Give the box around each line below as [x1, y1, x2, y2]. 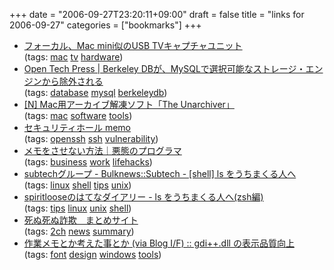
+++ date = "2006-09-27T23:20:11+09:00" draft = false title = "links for [9, 9, 305, 20]
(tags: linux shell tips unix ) [23, 179, 132, 191]
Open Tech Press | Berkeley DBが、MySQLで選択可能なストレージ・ [23, 63, 306, 74]
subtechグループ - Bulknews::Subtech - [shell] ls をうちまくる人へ [23, 168, 297, 179]
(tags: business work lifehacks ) [23, 156, 153, 168]
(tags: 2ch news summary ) [23, 225, 135, 237]
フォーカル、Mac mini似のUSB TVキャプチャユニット [23, 40, 243, 51]
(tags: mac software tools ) [23, 110, 133, 121]
